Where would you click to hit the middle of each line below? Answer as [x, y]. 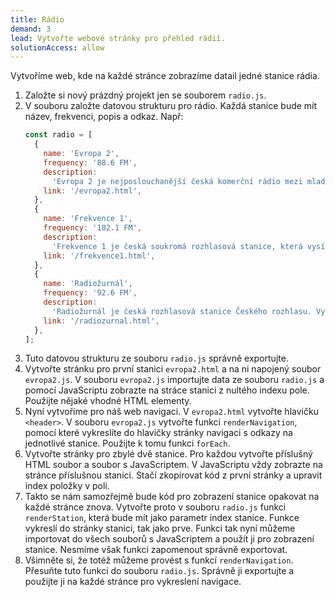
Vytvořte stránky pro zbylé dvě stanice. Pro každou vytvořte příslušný [168, 454]
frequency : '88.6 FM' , [90, 162]
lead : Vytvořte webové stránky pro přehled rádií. [118, 38]
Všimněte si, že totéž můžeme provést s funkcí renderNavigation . [159, 560]
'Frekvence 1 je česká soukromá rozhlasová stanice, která [177, 246]
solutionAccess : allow [57, 47]
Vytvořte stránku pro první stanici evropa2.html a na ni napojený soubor [173, 369]
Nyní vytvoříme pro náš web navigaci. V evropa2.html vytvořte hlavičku [171, 412]
